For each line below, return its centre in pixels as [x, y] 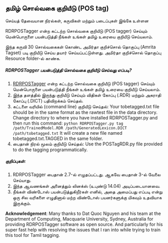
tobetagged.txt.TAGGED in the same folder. [58, 138]
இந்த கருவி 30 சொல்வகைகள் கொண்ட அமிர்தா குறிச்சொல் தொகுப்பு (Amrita [81, 47]
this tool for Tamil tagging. [33, 235]
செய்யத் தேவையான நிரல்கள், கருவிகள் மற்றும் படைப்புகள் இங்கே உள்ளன [77, 20]
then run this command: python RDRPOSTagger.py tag [68, 123]
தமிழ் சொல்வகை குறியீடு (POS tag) [57, 8]
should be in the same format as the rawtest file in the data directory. [85, 112]
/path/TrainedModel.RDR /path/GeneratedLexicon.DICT [70, 128]
